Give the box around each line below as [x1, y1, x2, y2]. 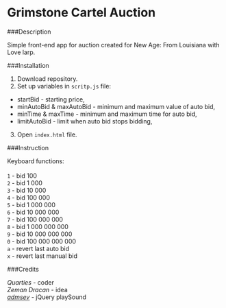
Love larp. [7, 48, 36, 56]
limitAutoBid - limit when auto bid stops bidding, [16, 117, 153, 125]
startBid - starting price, [16, 95, 85, 104]
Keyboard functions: [7, 156, 64, 165]
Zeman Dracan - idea [7, 285, 68, 294]
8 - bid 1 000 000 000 [7, 222, 68, 230]
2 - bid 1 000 [7, 178, 43, 187]
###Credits [7, 265, 39, 273]
